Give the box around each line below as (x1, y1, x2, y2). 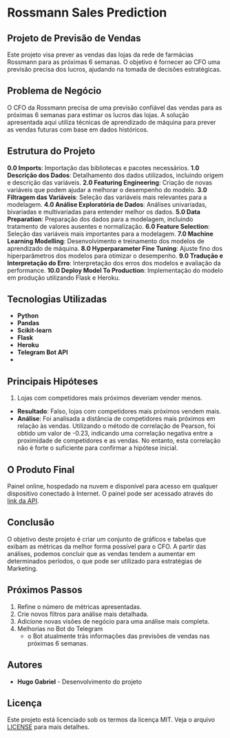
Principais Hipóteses (7, 376, 98, 387)
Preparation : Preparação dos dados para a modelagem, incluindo (7, 215, 194, 223)
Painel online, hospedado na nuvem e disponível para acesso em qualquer (7, 482, 218, 491)
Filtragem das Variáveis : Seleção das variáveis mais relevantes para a (7, 193, 207, 201)
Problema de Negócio (7, 85, 102, 97)
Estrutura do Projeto (7, 145, 96, 157)
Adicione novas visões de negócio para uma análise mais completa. (17, 617, 210, 625)
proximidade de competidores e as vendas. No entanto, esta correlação (17, 436, 221, 445)
